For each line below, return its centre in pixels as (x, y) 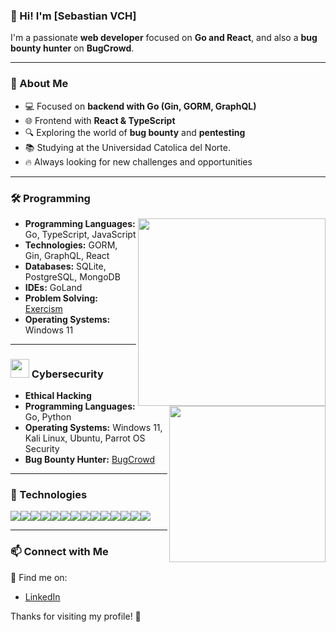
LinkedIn (42, 596)
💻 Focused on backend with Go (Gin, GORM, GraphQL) (140, 106)
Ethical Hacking (58, 396)
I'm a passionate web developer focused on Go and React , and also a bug (164, 38)
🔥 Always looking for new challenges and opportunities (138, 161)
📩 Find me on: (39, 577)
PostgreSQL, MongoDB (72, 276)
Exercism (43, 308)
